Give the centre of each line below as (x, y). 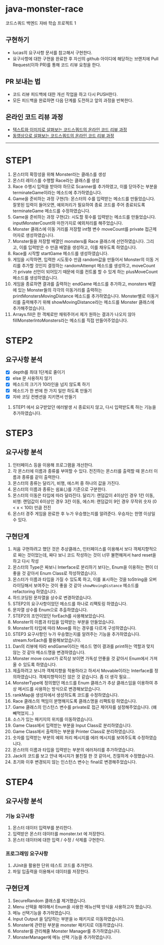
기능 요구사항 (20, 816)
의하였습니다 (25, 677)
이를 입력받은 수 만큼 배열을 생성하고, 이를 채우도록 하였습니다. (78, 247)
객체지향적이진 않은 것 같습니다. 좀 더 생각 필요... (85, 677)
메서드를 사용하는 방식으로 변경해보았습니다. (60, 689)
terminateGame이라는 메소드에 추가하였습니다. (57, 193)
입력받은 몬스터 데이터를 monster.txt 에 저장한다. (59, 834)
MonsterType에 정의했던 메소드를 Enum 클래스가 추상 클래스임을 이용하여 (83, 683)
